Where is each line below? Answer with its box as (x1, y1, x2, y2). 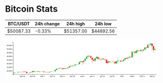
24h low (94, 21, 112, 27)
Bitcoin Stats (5, 3, 58, 15)
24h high (66, 21, 85, 27)
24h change (35, 21, 60, 27)
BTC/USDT (8, 21, 30, 27)
